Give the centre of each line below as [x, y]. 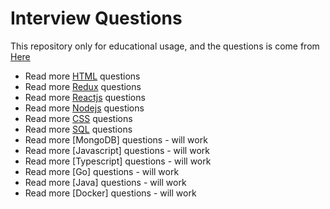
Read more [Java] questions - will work [105, 182]
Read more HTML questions [82, 76]
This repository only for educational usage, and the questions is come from [165, 46]
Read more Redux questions [83, 86]
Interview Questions [96, 18]
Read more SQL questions [78, 129]
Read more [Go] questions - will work [102, 171]
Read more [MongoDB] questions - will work [116, 139]
